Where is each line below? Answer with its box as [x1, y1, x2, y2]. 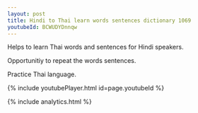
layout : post [7, 10, 46, 18]
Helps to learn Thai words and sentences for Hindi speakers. [7, 43, 184, 52]
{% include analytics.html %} [7, 97, 92, 106]
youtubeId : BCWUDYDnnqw [7, 23, 78, 30]
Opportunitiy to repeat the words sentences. [7, 56, 136, 65]
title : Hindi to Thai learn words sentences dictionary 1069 [7, 17, 192, 24]
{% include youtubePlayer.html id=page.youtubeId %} [7, 84, 165, 93]
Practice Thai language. [7, 70, 76, 78]
